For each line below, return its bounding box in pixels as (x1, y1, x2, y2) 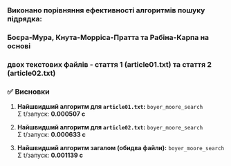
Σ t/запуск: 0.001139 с (17, 151, 83, 160)
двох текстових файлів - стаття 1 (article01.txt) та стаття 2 (7, 59, 212, 69)
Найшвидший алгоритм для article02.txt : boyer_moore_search (17, 123, 203, 132)
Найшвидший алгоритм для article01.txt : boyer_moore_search (17, 103, 203, 111)
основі (7, 41, 31, 50)
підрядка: (7, 14, 43, 23)
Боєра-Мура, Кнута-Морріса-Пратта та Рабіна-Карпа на (7, 32, 210, 42)
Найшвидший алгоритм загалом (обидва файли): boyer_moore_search (17, 144, 225, 152)
